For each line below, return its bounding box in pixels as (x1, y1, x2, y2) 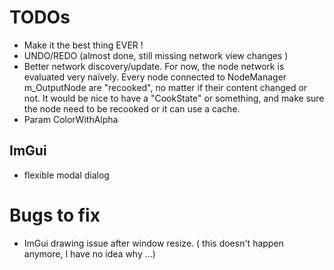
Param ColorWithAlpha (23, 113, 119, 125)
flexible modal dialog (23, 169, 110, 181)
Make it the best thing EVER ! (23, 39, 144, 51)
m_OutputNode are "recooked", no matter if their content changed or (23, 81, 308, 93)
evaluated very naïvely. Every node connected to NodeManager (23, 71, 287, 83)
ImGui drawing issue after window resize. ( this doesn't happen (23, 237, 284, 249)
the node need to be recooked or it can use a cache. (23, 102, 241, 115)
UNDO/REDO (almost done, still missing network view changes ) (23, 49, 289, 61)
